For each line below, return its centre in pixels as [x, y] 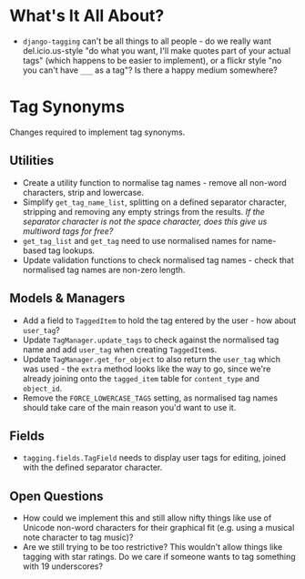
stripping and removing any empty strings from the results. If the [144, 211]
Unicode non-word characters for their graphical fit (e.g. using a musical [158, 528]
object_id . [42, 388]
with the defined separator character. [92, 467]
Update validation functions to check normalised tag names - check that [158, 259]
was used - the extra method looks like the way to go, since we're [147, 369]
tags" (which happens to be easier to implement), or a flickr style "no [152, 60]
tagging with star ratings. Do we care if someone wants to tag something [159, 557]
